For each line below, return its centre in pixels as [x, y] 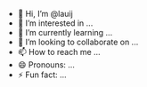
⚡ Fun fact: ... [42, 75]
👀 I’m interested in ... [55, 23]
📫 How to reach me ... [59, 52]
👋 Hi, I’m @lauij [45, 14]
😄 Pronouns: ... [46, 65]
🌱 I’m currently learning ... [65, 32]
